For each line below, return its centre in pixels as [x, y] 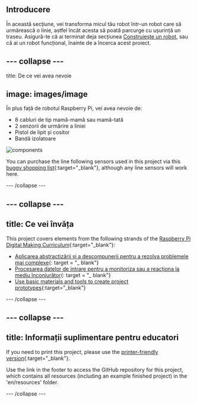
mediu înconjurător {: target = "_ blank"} [63, 275]
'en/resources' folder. [33, 382]
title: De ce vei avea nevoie [39, 76]
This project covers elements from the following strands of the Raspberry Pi [98, 238]
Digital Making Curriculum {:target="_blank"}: [61, 245]
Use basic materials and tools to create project [72, 281]
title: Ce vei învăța [40, 224]
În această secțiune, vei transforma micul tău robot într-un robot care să [94, 24]
